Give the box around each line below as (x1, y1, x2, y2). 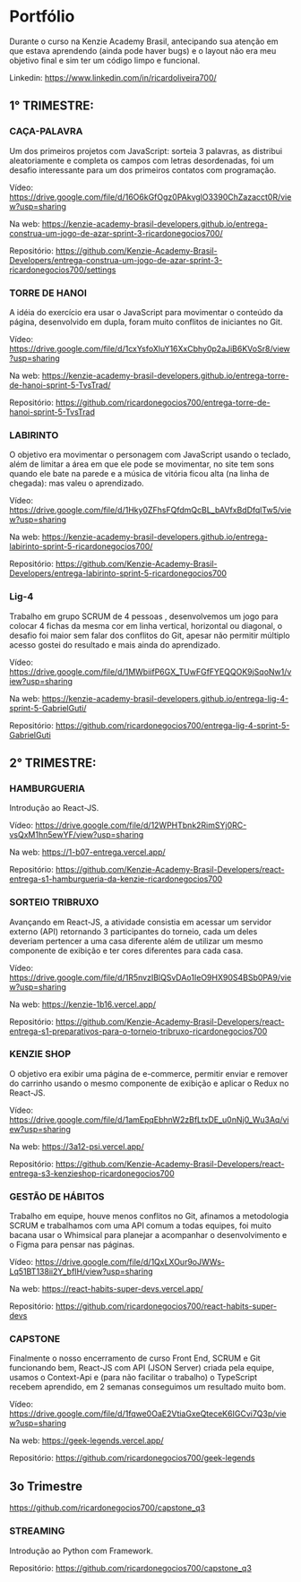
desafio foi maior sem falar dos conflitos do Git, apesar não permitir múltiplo (9, 630, 290, 641)
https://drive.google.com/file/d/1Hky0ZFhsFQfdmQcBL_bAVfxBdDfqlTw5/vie (9, 504, 292, 516)
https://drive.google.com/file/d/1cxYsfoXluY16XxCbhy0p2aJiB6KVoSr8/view (9, 343, 291, 354)
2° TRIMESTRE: (9, 755, 97, 770)
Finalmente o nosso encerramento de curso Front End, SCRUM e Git (9, 1353, 262, 1363)
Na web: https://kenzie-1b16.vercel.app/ (9, 999, 157, 1010)
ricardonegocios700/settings (9, 264, 116, 275)
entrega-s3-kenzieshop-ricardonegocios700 (9, 1167, 175, 1179)
